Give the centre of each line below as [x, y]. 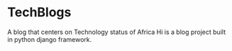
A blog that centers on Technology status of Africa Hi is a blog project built [116, 32]
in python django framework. [50, 39]
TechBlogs [39, 12]
